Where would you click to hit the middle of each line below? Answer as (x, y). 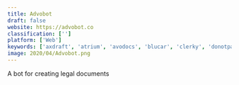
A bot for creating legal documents (58, 73)
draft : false (27, 21)
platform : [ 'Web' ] (34, 40)
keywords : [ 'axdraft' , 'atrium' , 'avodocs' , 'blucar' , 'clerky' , (106, 47)
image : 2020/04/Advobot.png (49, 54)
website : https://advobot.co (51, 27)
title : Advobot (30, 14)
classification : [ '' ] (39, 34)
